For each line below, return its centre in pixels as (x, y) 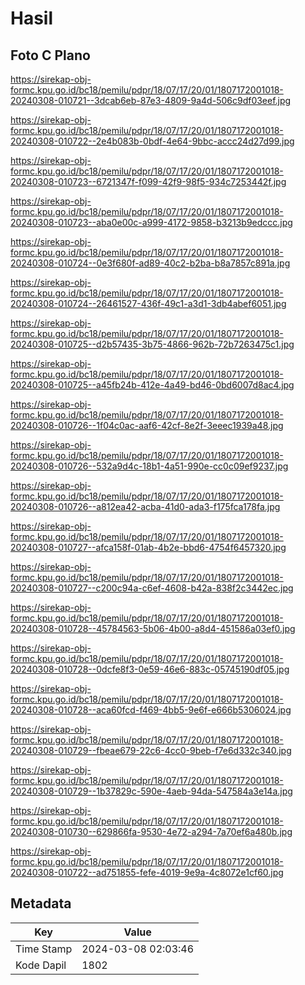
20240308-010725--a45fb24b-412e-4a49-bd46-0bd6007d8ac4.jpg (152, 385)
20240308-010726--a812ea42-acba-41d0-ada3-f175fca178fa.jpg (145, 506)
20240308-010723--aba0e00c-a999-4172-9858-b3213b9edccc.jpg (151, 222)
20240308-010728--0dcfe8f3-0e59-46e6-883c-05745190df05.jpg (150, 669)
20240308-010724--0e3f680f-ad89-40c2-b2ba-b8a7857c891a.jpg (150, 263)
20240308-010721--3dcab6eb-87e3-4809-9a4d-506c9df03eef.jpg (151, 100)
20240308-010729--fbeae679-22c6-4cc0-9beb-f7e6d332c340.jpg (151, 750)
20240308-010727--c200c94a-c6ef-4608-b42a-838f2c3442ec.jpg (152, 588)
